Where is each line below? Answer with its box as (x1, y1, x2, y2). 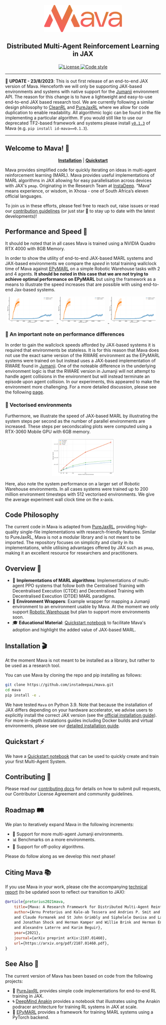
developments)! (5, 213, 37, 219)
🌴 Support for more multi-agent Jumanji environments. (12, 831, 124, 837)
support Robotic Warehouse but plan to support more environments (12, 609, 150, 615)
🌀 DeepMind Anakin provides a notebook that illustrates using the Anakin (12, 998, 161, 1004)
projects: (5, 978, 23, 984)
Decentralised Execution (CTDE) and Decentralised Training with (12, 588, 144, 594)
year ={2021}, (14, 931, 41, 936)
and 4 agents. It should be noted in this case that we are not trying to (5, 271, 149, 277)
